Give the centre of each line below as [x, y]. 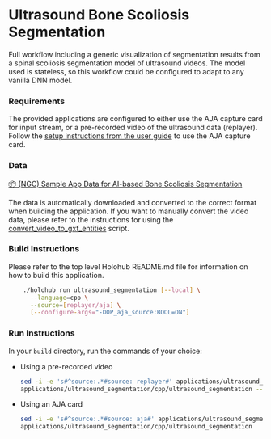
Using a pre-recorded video [66, 366]
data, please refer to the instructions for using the [91, 219]
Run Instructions [42, 333]
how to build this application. [56, 275]
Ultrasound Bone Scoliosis [99, 15]
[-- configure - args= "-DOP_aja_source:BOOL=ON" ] [110, 313]
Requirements [37, 101]
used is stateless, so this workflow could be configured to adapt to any [126, 71]
